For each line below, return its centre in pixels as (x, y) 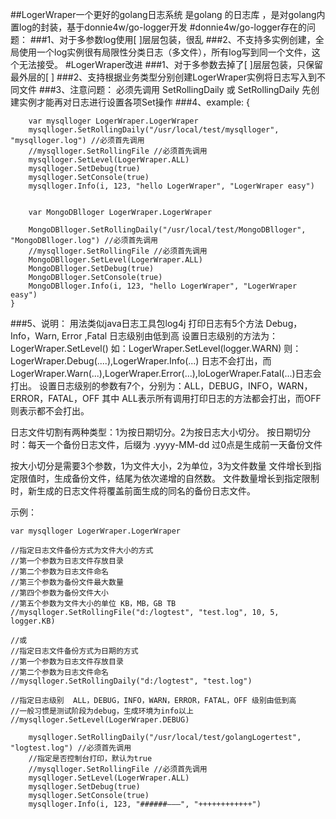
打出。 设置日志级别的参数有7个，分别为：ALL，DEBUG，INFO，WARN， (161, 386)
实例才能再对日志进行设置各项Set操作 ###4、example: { (134, 102)
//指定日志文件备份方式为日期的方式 (74, 651)
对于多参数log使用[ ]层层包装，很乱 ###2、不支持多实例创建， (187, 39)
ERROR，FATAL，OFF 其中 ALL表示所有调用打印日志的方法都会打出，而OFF (166, 398)
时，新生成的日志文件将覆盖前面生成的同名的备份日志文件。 (133, 491)
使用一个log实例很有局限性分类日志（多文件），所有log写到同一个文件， (165, 52)
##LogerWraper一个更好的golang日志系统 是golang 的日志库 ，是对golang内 (168, 14)
